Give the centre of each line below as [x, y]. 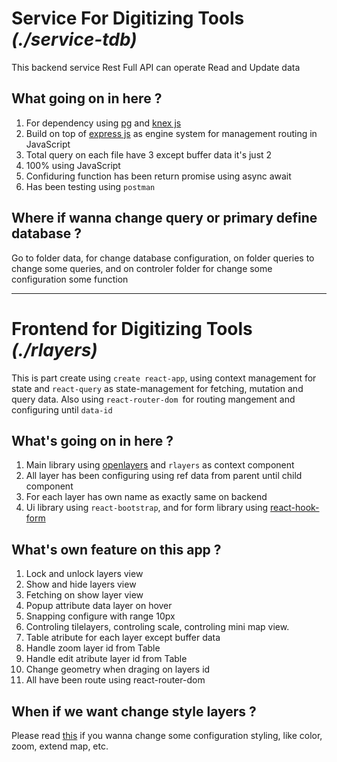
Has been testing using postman [90, 186]
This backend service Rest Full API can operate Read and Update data [156, 67]
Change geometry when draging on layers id [118, 669]
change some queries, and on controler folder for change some [142, 268]
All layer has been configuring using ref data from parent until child [164, 476]
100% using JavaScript [73, 165]
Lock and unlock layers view [84, 574]
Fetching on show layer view [84, 595]
